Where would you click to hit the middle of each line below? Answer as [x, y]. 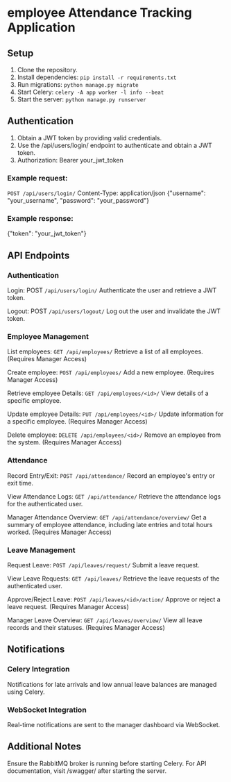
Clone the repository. [47, 70]
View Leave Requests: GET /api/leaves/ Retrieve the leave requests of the [113, 579]
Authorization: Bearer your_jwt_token [70, 160]
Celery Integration [38, 669]
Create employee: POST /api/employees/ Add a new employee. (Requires [111, 372]
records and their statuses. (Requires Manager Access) [86, 627]
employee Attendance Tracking [100, 13]
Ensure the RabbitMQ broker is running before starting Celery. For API [107, 763]
